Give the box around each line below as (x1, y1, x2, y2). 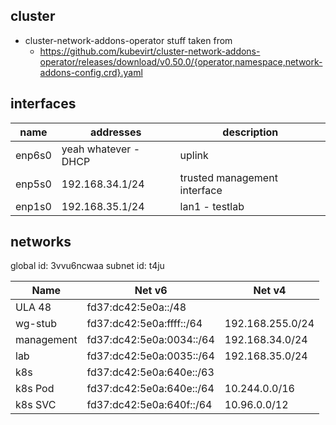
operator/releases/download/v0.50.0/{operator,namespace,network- (39, 55, 323, 68)
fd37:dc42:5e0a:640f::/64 (86, 398, 213, 412)
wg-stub (15, 317, 57, 331)
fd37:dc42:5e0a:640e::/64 (86, 382, 215, 396)
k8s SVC (15, 398, 57, 412)
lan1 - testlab (179, 199, 245, 213)
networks (10, 234, 72, 251)
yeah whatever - (61, 142, 141, 156)
